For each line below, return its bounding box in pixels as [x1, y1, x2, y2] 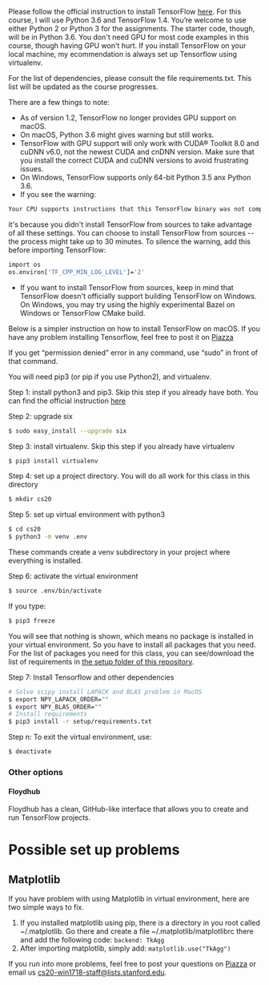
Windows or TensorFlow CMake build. [19, 308, 146, 317]
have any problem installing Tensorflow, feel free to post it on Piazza [8, 332, 234, 341]
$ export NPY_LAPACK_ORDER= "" [8, 695, 110, 704]
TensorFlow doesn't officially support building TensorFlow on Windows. [19, 291, 257, 301]
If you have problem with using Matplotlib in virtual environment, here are [8, 894, 250, 904]
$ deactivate [8, 748, 52, 756]
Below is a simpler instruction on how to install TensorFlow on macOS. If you [8, 324, 260, 333]
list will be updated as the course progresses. [8, 82, 159, 91]
